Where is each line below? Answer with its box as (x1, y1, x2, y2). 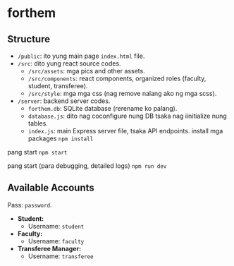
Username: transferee (27, 252, 94, 260)
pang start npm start (7, 148, 68, 156)
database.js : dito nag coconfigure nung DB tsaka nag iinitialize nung (27, 111, 227, 120)
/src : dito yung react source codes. (17, 59, 121, 68)
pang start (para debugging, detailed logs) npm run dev (7, 162, 167, 170)
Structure (7, 33, 51, 45)
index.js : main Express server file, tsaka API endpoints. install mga (27, 127, 223, 135)
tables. (27, 119, 48, 128)
